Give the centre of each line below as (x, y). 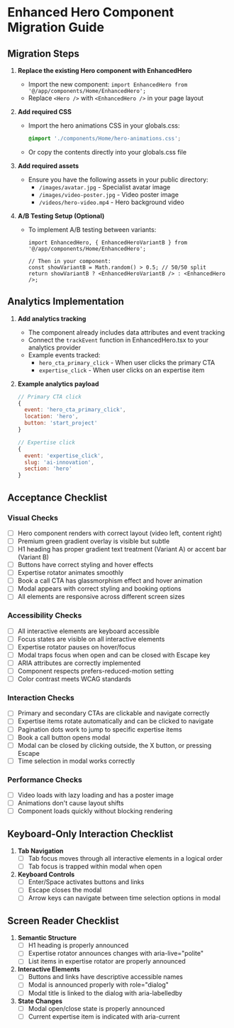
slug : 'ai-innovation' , (59, 462)
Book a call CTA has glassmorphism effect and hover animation (110, 581)
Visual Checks (33, 518)
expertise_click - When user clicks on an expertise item (122, 370)
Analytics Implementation (66, 302)
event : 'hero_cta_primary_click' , (75, 410)
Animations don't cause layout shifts (71, 803)
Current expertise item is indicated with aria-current (104, 1016)
